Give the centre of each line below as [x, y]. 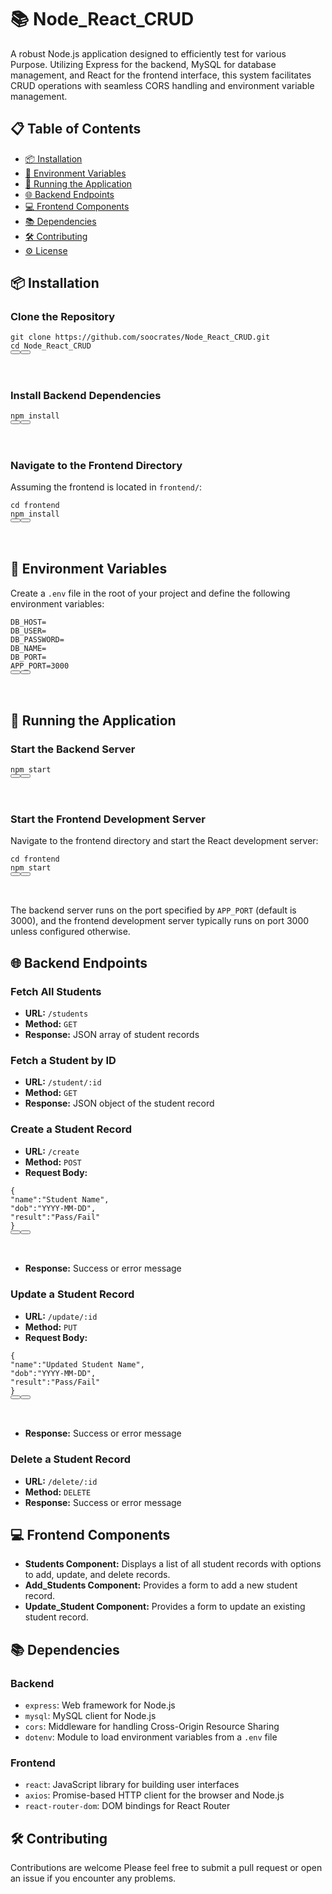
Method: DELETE [58, 1492]
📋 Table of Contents [76, 129]
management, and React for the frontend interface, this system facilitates [161, 75]
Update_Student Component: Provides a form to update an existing [165, 1607]
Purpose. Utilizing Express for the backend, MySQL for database [143, 64]
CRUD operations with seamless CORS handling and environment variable [162, 85]
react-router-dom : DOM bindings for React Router [127, 1806]
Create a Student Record [71, 1129]
